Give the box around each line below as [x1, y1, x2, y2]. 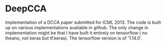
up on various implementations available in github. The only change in [5, 24, 149, 30]
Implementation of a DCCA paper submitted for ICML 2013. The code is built [5, 19, 162, 25]
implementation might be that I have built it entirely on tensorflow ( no [5, 30, 148, 36]
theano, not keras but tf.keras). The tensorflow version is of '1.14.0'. [5, 35, 143, 41]
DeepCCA [5, 3, 47, 14]
